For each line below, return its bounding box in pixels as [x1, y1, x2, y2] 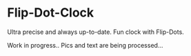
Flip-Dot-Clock [7, 5, 94, 21]
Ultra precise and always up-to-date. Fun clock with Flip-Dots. [7, 28, 184, 36]
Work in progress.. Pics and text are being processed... [7, 41, 163, 49]
